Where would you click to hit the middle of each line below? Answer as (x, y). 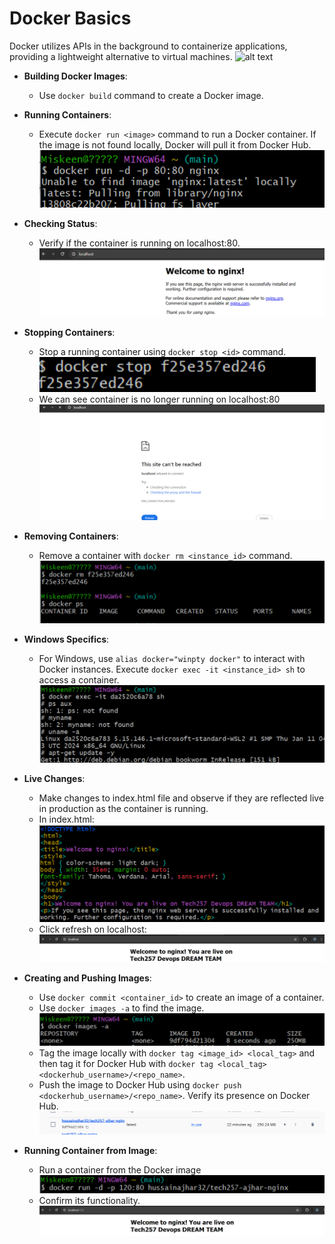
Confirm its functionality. (89, 1200)
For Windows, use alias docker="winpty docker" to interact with (172, 658)
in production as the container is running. (123, 809)
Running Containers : (67, 114)
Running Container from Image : (90, 1150)
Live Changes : (54, 779)
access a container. (79, 679)
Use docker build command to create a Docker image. (151, 95)
